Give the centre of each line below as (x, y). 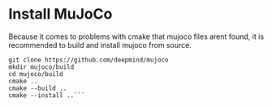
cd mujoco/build (36, 74)
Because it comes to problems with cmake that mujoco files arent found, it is (136, 36)
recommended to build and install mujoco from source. (100, 45)
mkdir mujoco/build (41, 67)
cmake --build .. (38, 88)
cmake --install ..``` (47, 95)
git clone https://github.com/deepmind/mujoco (89, 60)
